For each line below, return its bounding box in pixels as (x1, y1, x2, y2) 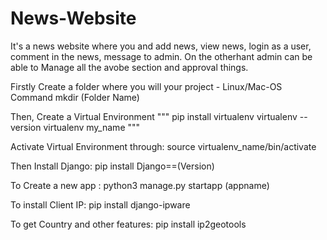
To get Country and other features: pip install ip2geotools (10, 218, 247, 230)
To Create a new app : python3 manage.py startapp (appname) (10, 179, 270, 191)
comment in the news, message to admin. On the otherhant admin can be (10, 50, 313, 62)
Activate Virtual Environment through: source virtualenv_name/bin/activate (10, 140, 317, 152)
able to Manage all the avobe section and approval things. (10, 61, 249, 73)
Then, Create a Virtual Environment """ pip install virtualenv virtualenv (10, 110, 298, 122)
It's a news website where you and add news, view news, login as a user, (10, 40, 312, 52)
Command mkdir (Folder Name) (10, 91, 140, 103)
